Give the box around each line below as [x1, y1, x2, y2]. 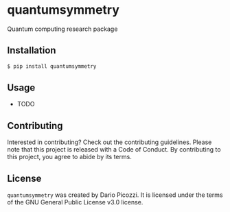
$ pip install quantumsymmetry [7, 62, 97, 70]
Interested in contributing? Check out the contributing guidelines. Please [7, 138, 212, 146]
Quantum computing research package [7, 25, 118, 33]
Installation [7, 45, 56, 56]
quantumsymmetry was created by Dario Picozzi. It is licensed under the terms [7, 191, 223, 199]
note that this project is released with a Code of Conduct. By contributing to [7, 145, 221, 154]
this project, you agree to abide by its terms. [7, 153, 132, 161]
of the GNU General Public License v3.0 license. [7, 198, 143, 207]
